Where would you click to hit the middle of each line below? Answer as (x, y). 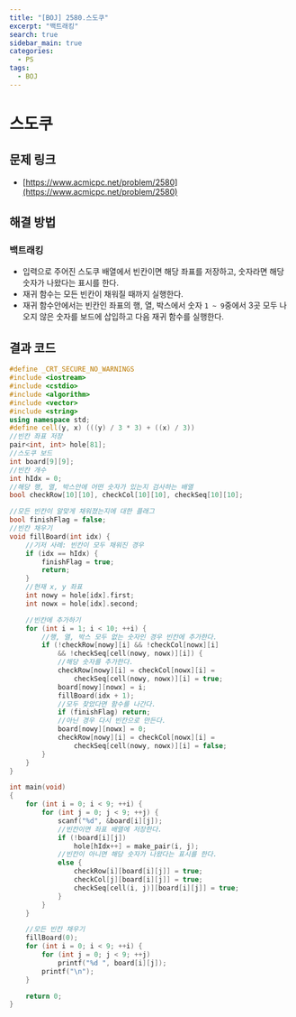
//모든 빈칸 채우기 (55, 929)
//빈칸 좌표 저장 (36, 437)
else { (70, 863)
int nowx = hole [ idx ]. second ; (82, 604)
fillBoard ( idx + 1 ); (96, 696)
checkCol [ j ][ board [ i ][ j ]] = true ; (138, 880)
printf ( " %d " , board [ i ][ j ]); (112, 963)
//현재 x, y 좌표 (54, 587)
